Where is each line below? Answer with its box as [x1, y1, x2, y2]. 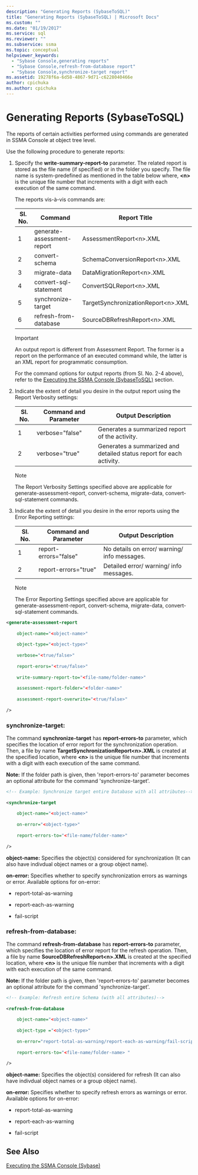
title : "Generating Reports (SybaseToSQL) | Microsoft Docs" [6, 14, 160, 20]
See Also [6, 1146, 39, 1156]
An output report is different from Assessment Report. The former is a [14, 345, 184, 353]
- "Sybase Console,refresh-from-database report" [11, 63, 136, 70]
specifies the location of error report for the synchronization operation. [6, 740, 179, 748]
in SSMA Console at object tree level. [6, 136, 96, 143]
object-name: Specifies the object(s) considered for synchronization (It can [6, 854, 190, 861]
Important [14, 334, 39, 341]
